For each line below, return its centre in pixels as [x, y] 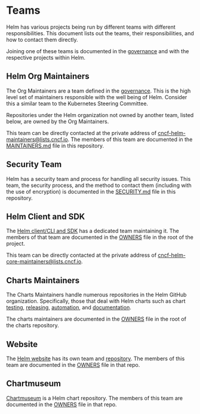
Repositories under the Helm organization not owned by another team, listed [100, 115]
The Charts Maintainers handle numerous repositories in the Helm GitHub [96, 295]
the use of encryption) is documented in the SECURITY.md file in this [91, 191]
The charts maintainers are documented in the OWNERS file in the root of [96, 319]
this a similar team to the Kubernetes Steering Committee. [77, 103]
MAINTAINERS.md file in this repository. [55, 145]
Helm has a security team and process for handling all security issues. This [99, 179]
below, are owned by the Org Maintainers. [58, 121]
